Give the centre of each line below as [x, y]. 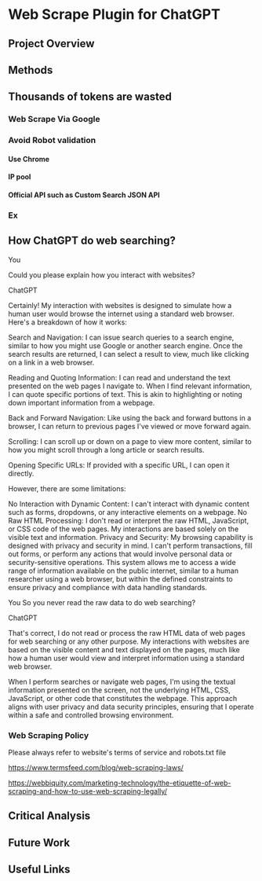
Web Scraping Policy [49, 735]
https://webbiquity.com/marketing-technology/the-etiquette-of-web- [120, 783]
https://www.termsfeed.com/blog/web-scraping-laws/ [96, 768]
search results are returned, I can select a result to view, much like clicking [129, 354]
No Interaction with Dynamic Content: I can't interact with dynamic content [129, 504]
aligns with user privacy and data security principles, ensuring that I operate [131, 707]
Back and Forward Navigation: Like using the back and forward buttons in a [130, 417]
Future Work [39, 842]
